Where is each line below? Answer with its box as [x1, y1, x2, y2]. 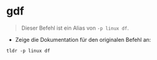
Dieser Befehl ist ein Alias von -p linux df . [21, 24, 129, 32]
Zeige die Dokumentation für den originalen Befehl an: [15, 36, 151, 43]
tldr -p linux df [6, 47, 51, 54]
